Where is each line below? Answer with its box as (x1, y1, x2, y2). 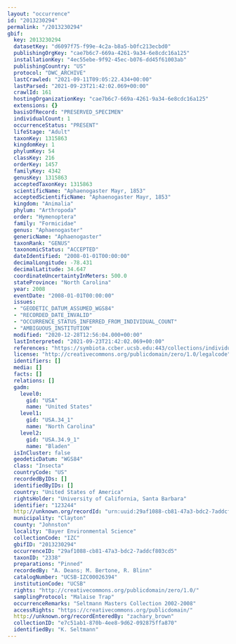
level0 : (20, 390, 42, 397)
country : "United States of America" (13, 488, 124, 495)
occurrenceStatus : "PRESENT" (13, 121, 99, 129)
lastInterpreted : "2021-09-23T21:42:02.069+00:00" (13, 338, 165, 345)
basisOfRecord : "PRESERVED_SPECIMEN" (13, 109, 124, 116)
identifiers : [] (13, 357, 61, 365)
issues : (13, 299, 37, 306)
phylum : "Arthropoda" (13, 207, 77, 214)
